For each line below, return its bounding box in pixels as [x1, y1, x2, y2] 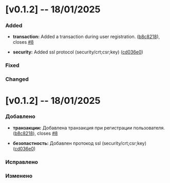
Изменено [5, 172, 33, 179]
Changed [5, 76, 29, 83]
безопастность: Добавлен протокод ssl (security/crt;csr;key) [12, 140, 146, 146]
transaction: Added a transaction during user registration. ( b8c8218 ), [12, 33, 160, 40]
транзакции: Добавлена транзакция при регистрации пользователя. [12, 124, 165, 131]
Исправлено [5, 158, 39, 166]
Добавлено [5, 113, 35, 120]
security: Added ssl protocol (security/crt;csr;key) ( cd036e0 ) [12, 49, 143, 55]
